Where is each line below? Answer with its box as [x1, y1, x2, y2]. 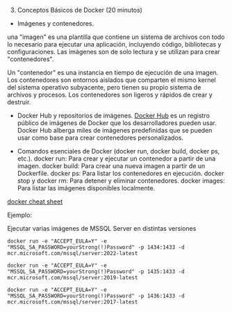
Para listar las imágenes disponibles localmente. [17, 184, 156, 192]
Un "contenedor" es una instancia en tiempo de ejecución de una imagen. [7, 69, 219, 76]
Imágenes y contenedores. [17, 19, 94, 27]
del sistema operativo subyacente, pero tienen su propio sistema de [7, 83, 201, 91]
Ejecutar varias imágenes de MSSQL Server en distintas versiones [7, 224, 197, 232]
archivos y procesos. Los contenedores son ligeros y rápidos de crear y [7, 90, 213, 99]
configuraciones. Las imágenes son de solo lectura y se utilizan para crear [7, 48, 220, 56]
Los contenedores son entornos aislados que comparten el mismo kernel [7, 76, 217, 84]
